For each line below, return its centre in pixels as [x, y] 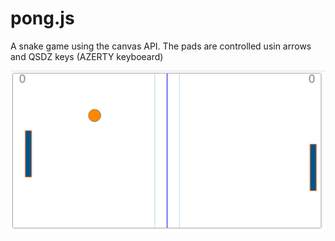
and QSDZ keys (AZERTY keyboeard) [87, 56]
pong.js [42, 18]
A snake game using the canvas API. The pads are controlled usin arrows [161, 46]
